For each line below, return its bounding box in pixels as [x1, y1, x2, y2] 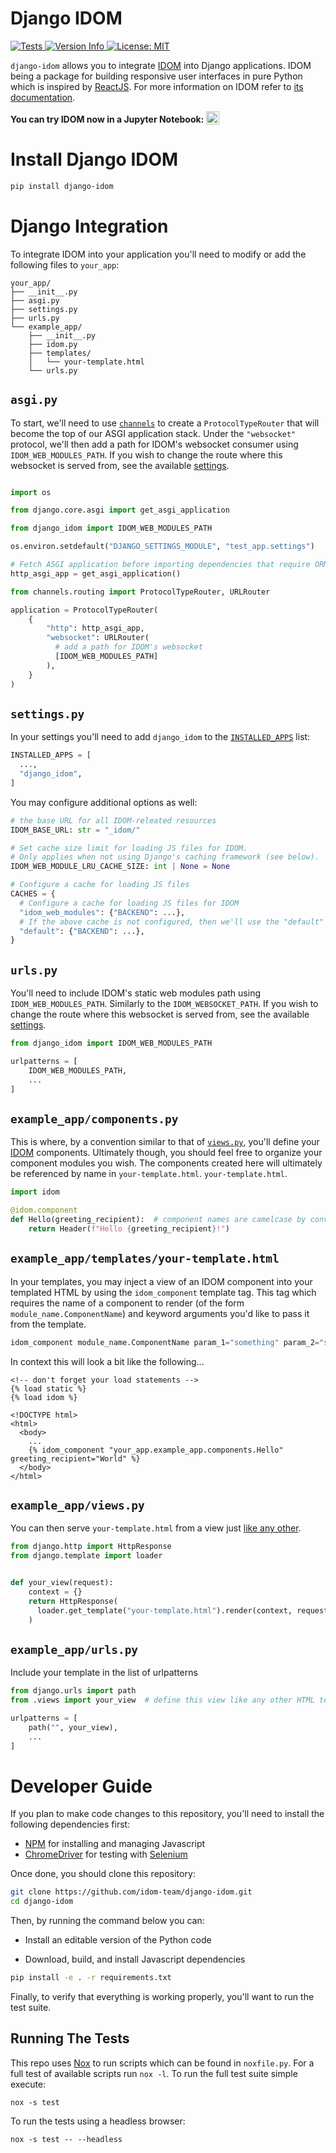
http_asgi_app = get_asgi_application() [10, 568, 182, 579]
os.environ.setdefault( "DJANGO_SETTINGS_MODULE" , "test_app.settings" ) [10, 542, 315, 552]
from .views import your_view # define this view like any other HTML [10, 1695, 315, 1706]
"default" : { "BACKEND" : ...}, [19, 926, 145, 936]
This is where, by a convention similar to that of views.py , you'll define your [10, 1136, 320, 1148]
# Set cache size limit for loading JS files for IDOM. [10, 843, 248, 853]
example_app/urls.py [10, 1642, 139, 1657]
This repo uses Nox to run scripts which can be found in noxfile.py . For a [10, 2057, 315, 2069]
